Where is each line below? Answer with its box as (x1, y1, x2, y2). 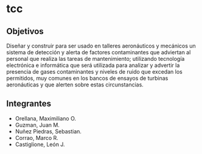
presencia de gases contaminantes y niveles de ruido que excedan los (6, 68, 183, 75)
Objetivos (6, 26, 44, 37)
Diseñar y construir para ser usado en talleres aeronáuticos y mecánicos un (6, 42, 196, 49)
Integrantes (6, 99, 52, 109)
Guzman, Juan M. (15, 121, 60, 128)
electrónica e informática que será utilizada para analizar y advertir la (6, 61, 180, 69)
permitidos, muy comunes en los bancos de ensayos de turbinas (6, 75, 169, 82)
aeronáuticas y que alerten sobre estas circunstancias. (6, 81, 144, 88)
